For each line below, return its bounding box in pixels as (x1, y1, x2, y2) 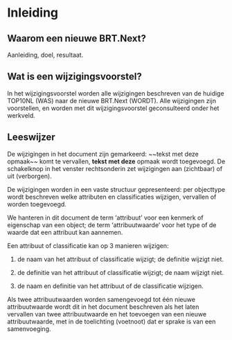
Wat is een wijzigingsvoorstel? (7, 71, 142, 82)
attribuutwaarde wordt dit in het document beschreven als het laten (7, 303, 199, 311)
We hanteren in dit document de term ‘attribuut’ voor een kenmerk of (7, 213, 204, 222)
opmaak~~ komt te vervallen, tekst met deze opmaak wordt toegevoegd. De (7, 157, 226, 165)
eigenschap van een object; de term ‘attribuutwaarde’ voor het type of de (7, 220, 217, 229)
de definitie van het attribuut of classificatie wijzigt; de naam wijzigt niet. (17, 268, 224, 276)
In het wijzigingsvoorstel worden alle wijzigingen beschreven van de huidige (7, 89, 224, 98)
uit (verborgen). (7, 172, 52, 180)
